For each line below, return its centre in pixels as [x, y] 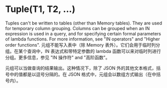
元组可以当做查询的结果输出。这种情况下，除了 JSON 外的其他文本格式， [81, 68]
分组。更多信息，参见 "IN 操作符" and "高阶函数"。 [58, 57]
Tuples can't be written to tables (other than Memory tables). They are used [84, 23]
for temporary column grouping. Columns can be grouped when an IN [77, 28]
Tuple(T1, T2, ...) [40, 9]
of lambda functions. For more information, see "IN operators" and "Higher [82, 39]
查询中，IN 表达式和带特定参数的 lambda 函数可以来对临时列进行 [94, 51]
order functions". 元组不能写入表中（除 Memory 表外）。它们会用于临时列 [80, 45]
